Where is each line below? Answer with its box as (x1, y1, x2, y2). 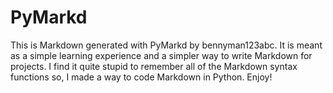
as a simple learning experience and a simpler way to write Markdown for (10, 49, 313, 61)
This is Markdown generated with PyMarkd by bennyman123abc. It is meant (10, 39, 323, 51)
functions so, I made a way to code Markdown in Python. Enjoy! (10, 71, 273, 83)
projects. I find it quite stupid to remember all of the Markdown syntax (10, 60, 298, 72)
